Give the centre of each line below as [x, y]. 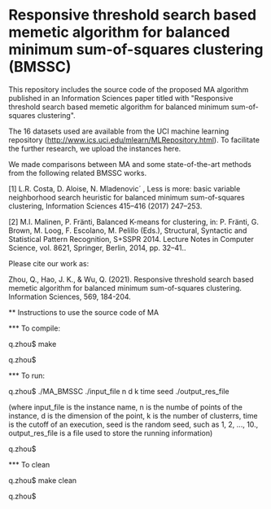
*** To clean [29, 464]
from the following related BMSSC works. [78, 173]
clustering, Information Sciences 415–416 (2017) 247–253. [105, 206]
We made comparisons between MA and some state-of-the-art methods [130, 164]
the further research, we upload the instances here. [95, 148]
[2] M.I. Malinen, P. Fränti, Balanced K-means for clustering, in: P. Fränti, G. [133, 222]
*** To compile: [35, 328]
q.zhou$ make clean [43, 480]
